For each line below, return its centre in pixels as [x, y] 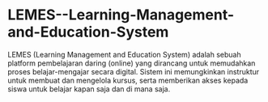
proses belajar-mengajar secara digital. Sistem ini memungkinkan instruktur [134, 71]
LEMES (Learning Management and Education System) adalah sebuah [124, 54]
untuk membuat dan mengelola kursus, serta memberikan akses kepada [128, 80]
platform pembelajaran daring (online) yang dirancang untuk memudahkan [132, 63]
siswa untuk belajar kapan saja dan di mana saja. [89, 89]
